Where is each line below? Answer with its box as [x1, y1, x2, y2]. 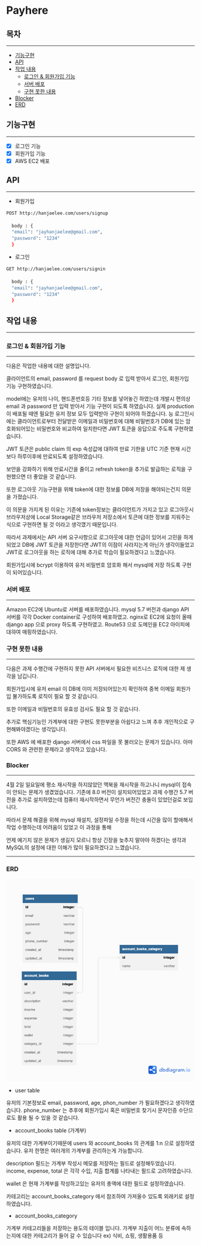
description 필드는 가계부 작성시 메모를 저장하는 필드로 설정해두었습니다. [6, 1159, 176, 1167]
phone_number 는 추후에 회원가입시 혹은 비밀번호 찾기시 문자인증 [23, 1106, 178, 1114]
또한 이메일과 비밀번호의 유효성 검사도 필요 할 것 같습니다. [6, 705, 141, 713]
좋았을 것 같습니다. [33, 473, 77, 480]
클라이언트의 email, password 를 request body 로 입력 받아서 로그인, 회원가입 [6, 375, 190, 382]
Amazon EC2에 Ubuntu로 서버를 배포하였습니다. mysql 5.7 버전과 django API [6, 605, 190, 613]
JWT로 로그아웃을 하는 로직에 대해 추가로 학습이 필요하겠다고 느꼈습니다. [6, 549, 176, 556]
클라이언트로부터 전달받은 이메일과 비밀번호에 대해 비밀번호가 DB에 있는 [17, 417, 184, 425]
